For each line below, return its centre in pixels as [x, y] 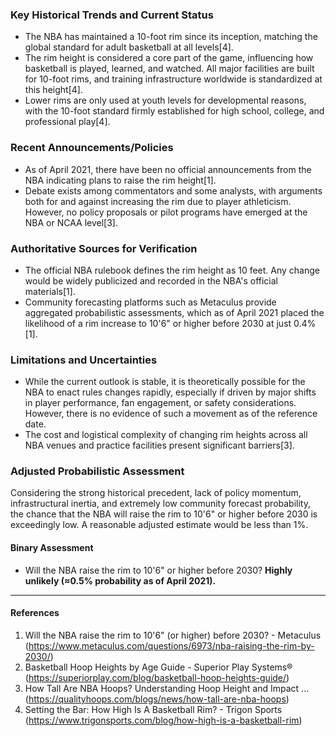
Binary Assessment [52, 548]
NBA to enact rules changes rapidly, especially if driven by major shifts [170, 392]
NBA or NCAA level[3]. [71, 222]
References [35, 613]
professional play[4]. [67, 122]
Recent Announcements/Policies [92, 148]
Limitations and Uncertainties [84, 360]
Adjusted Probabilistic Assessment [97, 471]
